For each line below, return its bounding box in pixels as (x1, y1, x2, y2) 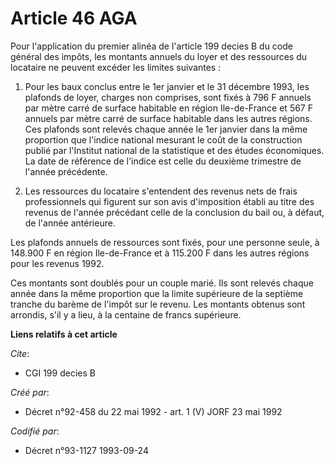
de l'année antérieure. (24, 217, 116, 229)
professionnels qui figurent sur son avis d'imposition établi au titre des (24, 195, 315, 207)
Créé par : (10, 386, 50, 398)
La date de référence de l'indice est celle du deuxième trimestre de (24, 155, 302, 167)
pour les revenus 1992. (10, 257, 105, 269)
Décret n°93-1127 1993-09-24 (24, 444, 149, 456)
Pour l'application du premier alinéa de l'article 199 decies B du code (10, 40, 293, 52)
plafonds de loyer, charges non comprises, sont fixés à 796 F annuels (24, 91, 312, 103)
